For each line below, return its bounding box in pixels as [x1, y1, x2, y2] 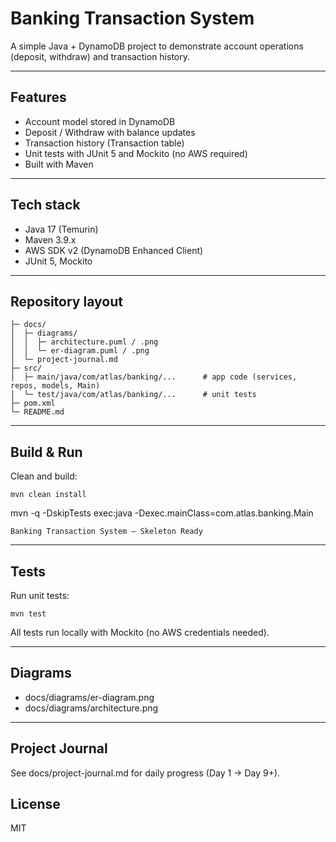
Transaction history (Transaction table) [24, 137, 185, 149]
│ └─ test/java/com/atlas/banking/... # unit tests [10, 390, 257, 400]
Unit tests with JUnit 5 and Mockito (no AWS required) [24, 147, 248, 159]
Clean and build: [10, 470, 78, 482]
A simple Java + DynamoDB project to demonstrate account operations [10, 40, 304, 52]
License [10, 796, 61, 813]
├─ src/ [10, 363, 43, 374]
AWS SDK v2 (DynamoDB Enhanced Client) [24, 244, 204, 256]
